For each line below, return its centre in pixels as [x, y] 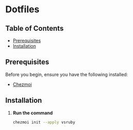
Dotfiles [22, 9]
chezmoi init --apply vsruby [44, 122]
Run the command [33, 113]
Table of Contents [35, 28]
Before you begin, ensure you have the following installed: [67, 74]
